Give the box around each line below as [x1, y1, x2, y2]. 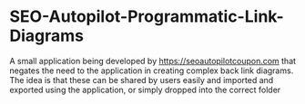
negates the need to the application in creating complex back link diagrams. [9, 65, 294, 76]
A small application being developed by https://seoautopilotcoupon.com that [9, 55, 297, 66]
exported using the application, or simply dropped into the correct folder [9, 84, 281, 95]
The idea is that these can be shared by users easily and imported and [9, 74, 274, 85]
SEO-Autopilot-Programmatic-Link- [9, 6, 284, 27]
